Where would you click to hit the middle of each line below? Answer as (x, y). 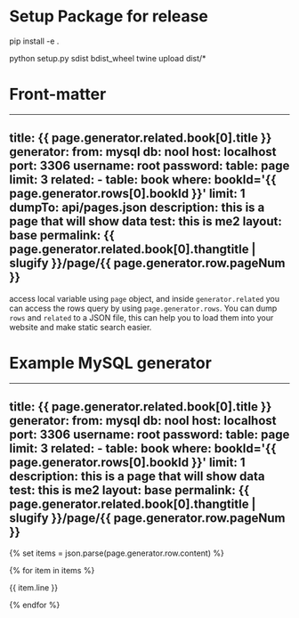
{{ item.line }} (34, 588)
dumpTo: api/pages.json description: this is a (137, 208)
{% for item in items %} (52, 571)
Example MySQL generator (110, 363)
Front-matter (58, 94)
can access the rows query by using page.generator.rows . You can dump (143, 308)
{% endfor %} (35, 605)
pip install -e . (34, 41)
